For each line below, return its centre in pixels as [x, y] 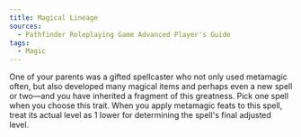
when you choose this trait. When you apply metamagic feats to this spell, [146, 105]
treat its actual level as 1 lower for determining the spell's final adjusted [141, 115]
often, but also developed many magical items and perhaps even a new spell [151, 87]
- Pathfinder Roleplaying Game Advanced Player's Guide [124, 34]
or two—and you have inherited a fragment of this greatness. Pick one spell [149, 96]
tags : [19, 43]
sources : [26, 26]
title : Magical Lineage [54, 18]
